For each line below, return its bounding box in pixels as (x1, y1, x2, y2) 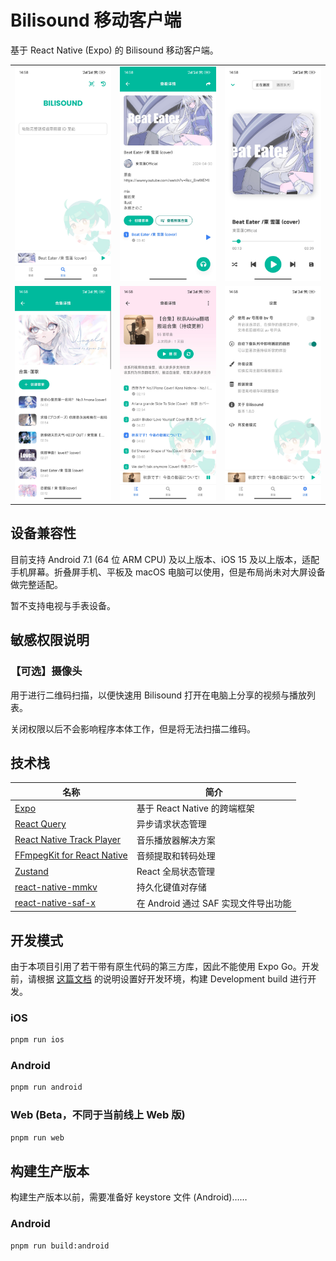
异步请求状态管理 (136, 818, 207, 830)
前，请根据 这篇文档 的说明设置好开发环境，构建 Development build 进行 (10, 972, 308, 985)
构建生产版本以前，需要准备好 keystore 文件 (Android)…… (10, 1191, 248, 1203)
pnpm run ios (10, 1035, 65, 1045)
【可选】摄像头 (10, 664, 83, 678)
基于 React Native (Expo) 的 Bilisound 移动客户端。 (10, 44, 219, 56)
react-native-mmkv (14, 881, 98, 893)
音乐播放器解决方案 (136, 834, 216, 846)
